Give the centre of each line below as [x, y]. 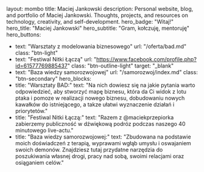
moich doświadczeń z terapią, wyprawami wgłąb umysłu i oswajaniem [103, 143]
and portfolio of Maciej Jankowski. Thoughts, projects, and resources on [97, 15]
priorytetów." [31, 111]
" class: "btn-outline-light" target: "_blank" [121, 66]
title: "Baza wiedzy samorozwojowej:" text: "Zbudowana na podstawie [103, 137]
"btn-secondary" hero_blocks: [53, 79]
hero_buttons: [24, 35]
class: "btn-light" [36, 53]
